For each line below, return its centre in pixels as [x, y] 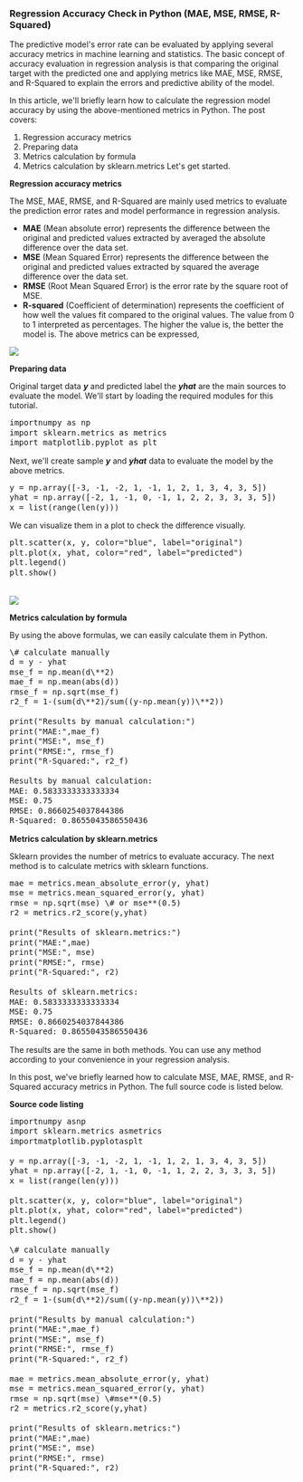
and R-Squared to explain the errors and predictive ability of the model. [142, 83]
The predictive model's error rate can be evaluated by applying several [142, 44]
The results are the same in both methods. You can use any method [136, 1049]
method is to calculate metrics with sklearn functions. [109, 865]
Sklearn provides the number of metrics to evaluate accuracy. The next [142, 856]
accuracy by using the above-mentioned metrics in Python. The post [137, 110]
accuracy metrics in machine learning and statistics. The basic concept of [147, 54]
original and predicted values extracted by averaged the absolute [144, 238]
